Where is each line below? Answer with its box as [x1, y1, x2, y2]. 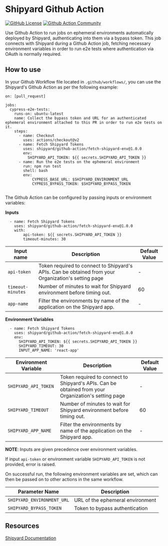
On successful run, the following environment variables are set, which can [5, 471, 158, 477]
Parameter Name [17, 488, 59, 495]
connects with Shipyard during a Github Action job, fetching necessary [5, 40, 151, 46]
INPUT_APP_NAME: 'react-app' [18, 347, 79, 353]
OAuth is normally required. [5, 51, 61, 57]
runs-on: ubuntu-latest [14, 111, 64, 116]
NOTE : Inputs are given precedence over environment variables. [5, 446, 137, 452]
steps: [14, 128, 28, 133]
